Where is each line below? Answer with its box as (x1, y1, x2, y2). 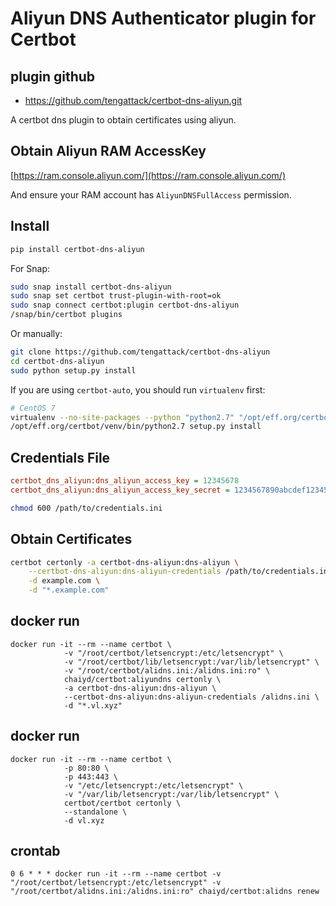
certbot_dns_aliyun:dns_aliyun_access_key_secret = (10, 485, 230, 495)
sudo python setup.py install (10, 365, 137, 376)
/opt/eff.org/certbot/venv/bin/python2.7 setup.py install (10, 422, 262, 432)
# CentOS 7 (10, 403, 56, 413)
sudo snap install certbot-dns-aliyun (10, 282, 172, 292)
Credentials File (10, 449, 111, 466)
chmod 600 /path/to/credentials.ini (10, 503, 163, 513)
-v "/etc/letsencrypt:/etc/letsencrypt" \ (63, 780, 244, 791)
